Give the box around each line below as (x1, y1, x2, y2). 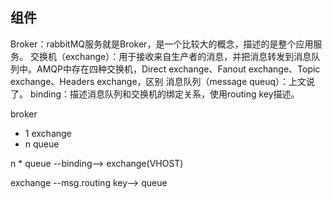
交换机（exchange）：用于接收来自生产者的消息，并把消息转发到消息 (29, 50, 312, 62)
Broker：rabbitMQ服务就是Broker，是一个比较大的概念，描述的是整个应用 (10, 38, 314, 50)
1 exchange (24, 127, 72, 139)
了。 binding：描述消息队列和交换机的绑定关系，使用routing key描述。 (10, 88, 300, 100)
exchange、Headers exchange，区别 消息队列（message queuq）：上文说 (10, 75, 316, 87)
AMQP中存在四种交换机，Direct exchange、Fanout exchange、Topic (36, 63, 321, 75)
